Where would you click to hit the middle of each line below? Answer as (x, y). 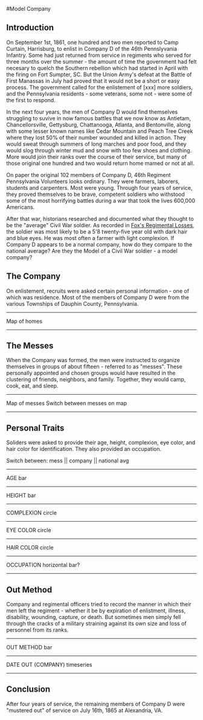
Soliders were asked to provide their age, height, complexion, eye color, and (101, 443)
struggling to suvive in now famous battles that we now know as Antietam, (99, 118)
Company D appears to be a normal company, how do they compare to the (99, 244)
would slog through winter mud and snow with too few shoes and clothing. (99, 150)
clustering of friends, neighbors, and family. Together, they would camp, (96, 380)
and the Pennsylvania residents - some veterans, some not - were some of (99, 94)
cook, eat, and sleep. (32, 386)
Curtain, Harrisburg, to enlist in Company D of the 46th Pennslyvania (92, 48)
